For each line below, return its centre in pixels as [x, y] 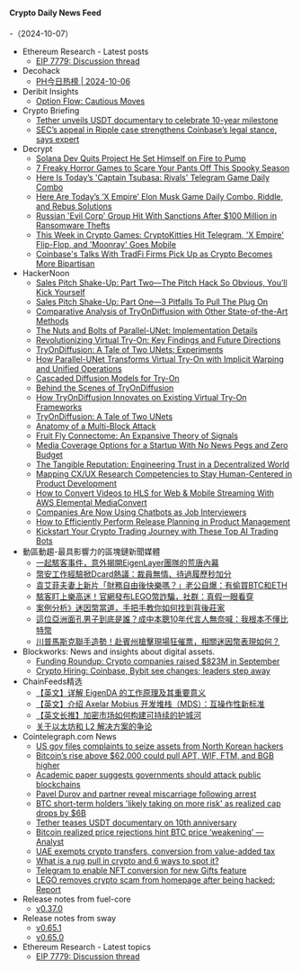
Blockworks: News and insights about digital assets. [119, 651]
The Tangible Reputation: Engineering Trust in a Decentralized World [163, 464]
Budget [49, 455]
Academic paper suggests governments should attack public [148, 775]
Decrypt [37, 149]
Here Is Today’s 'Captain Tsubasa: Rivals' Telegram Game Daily [153, 178]
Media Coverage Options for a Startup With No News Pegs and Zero [162, 445]
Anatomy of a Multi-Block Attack [96, 427]
